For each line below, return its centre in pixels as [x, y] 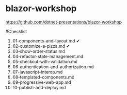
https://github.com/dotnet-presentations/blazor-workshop [64, 22]
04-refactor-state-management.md [48, 56]
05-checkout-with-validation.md [45, 61]
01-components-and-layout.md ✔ [46, 41]
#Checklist [16, 31]
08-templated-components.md [43, 77]
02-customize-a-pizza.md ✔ [41, 46]
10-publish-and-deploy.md [39, 87]
